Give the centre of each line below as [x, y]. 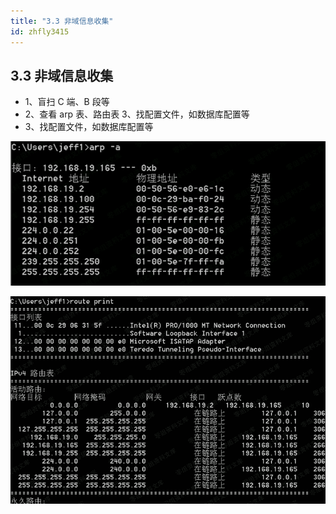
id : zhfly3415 [40, 31]
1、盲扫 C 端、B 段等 [67, 102]
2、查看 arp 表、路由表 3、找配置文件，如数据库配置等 [137, 114]
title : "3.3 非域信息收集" [62, 21]
